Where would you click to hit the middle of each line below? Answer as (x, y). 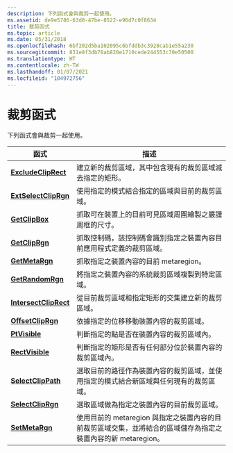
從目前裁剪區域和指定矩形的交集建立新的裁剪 (149, 298)
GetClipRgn (30, 242)
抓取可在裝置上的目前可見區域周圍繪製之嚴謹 (149, 215)
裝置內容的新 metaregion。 (120, 438)
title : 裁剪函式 (28, 26)
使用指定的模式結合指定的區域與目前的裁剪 (146, 191)
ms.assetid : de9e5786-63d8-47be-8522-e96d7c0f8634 (82, 20)
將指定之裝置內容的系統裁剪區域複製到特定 (146, 274)
